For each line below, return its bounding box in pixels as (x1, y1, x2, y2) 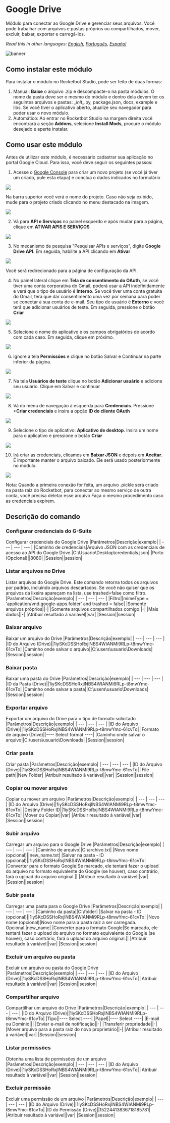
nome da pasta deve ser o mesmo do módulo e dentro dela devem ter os (13, 93, 164, 99)
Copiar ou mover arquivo (6, 784, 68, 791)
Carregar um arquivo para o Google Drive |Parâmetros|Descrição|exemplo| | (6, 841, 164, 847)
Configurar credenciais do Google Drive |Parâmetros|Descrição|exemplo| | (6, 539, 161, 545)
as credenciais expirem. (6, 498, 55, 504)
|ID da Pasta (6, 681, 31, 687)
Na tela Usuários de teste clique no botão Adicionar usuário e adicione (13, 378, 163, 384)
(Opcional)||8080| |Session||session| (6, 555, 83, 561)
